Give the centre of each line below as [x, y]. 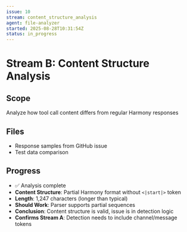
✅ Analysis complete [40, 185]
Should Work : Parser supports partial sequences [75, 204]
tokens [23, 224]
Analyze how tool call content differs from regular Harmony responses [92, 113]
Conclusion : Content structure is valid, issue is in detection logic [94, 211]
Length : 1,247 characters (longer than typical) [71, 199]
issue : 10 [18, 12]
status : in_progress [32, 34]
